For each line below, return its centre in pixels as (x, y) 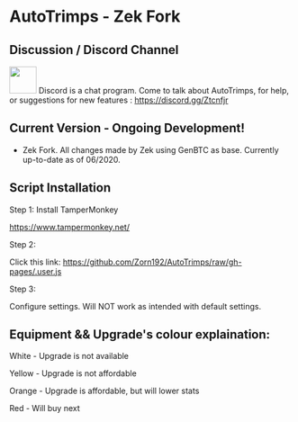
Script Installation (60, 188)
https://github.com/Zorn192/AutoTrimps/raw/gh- (152, 262)
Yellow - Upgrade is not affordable (73, 373)
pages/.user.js (36, 271)
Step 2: (23, 244)
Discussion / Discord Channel (94, 50)
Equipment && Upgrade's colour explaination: (140, 335)
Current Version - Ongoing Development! (127, 128)
